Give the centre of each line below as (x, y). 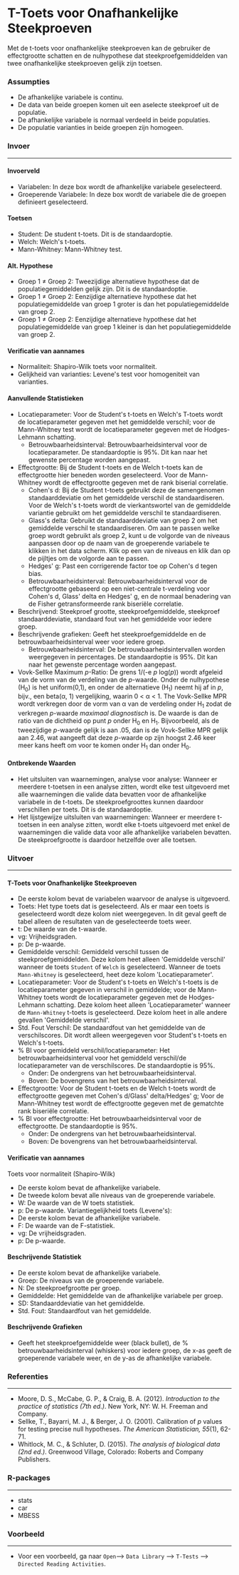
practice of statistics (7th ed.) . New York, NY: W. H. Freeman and (113, 1407)
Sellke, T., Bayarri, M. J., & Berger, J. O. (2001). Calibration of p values (120, 1422)
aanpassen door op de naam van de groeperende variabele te (119, 543)
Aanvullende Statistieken (46, 398)
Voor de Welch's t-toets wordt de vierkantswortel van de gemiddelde (129, 505)
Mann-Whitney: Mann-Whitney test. (70, 249)
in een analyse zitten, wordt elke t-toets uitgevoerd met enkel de (136, 824)
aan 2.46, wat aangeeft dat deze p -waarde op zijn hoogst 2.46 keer (117, 737)
